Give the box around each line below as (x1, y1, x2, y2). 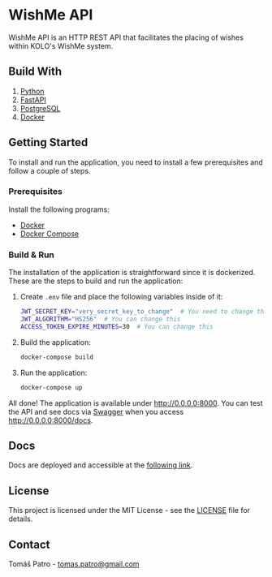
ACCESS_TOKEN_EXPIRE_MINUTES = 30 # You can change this (19, 322, 214, 330)
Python (19, 86, 45, 96)
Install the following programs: (8, 205, 110, 214)
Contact (8, 537, 50, 551)
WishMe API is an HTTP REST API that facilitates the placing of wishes (8, 32, 244, 42)
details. (8, 514, 33, 524)
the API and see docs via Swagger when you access (8, 407, 184, 416)
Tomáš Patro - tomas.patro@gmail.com (8, 558, 140, 569)
